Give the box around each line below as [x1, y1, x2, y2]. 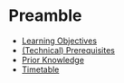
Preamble [8, 5, 82, 26]
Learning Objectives [21, 35, 97, 46]
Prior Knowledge [21, 54, 85, 65]
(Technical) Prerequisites [21, 44, 115, 55]
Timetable [21, 64, 60, 75]
